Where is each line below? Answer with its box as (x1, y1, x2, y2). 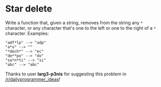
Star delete (5, 3, 52, 15)
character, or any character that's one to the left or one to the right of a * (5, 25, 156, 31)
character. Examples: (5, 30, 49, 36)
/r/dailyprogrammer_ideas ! (5, 76, 61, 82)
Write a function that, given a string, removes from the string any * (5, 20, 143, 26)
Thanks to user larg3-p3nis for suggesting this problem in (5, 71, 127, 77)
